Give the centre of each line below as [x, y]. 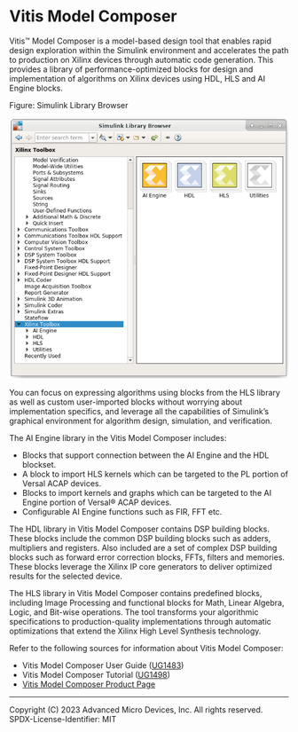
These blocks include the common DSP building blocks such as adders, [140, 539]
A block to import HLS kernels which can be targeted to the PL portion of [155, 474]
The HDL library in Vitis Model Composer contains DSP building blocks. [140, 529]
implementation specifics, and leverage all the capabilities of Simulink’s [139, 412]
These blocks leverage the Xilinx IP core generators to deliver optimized [141, 567]
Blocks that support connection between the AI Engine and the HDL [145, 455]
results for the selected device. [66, 576]
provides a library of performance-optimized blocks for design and [131, 69]
